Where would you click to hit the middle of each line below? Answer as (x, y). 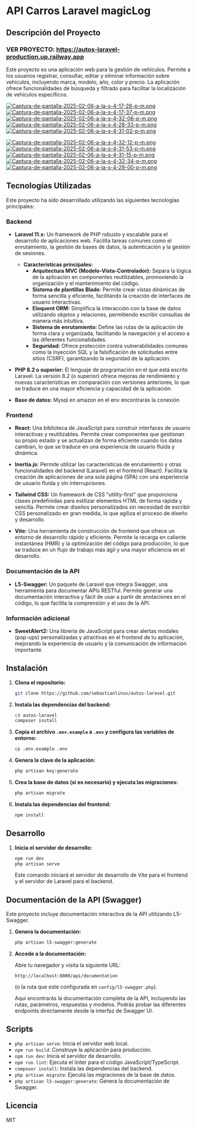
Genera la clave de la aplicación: (55, 760)
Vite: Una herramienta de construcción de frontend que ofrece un (95, 531)
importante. (29, 649)
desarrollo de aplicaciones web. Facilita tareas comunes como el (93, 240)
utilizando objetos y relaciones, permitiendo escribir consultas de (111, 314)
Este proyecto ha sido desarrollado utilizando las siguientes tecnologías (93, 200)
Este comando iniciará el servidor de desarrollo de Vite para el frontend (101, 875)
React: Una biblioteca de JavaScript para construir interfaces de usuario (103, 428)
